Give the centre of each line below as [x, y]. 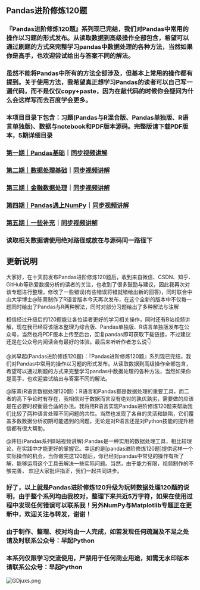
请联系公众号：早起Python [44, 567]
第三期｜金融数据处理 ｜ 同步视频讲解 [58, 188]
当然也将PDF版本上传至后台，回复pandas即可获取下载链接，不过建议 [106, 334]
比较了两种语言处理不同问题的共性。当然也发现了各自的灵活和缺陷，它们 [100, 413]
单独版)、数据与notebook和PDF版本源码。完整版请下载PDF [97, 127]
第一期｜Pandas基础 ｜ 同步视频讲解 [57, 153]
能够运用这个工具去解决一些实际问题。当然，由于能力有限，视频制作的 [102, 463]
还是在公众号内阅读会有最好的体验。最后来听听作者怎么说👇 [79, 342]
